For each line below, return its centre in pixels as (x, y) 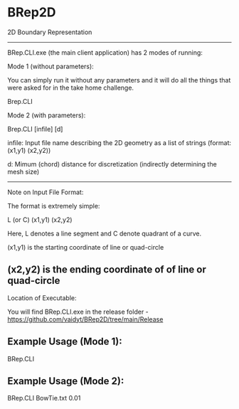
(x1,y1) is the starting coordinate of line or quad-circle (86, 247)
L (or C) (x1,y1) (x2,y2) (40, 219)
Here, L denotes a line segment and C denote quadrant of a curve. (105, 233)
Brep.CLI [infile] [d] (35, 129)
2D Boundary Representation (50, 32)
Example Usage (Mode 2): (66, 381)
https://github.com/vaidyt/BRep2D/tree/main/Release (85, 319)
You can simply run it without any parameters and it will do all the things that (119, 80)
